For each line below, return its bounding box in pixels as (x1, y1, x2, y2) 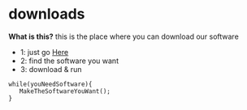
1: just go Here (19, 47, 69, 57)
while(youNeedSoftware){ (8, 80, 93, 88)
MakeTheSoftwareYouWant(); (19, 87, 111, 95)
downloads (8, 5, 85, 23)
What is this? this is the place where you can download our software (8, 32, 240, 41)
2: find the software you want (19, 56, 119, 66)
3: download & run (19, 64, 82, 74)
